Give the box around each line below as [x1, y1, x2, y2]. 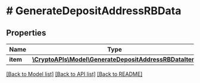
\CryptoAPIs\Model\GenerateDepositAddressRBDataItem [32, 55, 198, 63]
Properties [6, 28, 46, 38]
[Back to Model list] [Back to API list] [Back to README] [6, 71, 143, 78]
